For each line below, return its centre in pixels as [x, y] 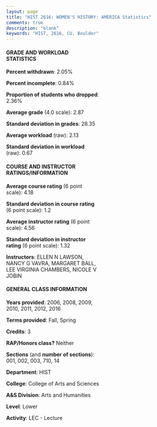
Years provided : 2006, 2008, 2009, [50, 302]
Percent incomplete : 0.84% [40, 83]
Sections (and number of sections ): [50, 354]
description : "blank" [33, 28]
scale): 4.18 [20, 192]
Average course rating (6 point [44, 186]
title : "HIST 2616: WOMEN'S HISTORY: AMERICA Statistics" [79, 17]
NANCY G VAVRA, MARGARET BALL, [51, 263]
